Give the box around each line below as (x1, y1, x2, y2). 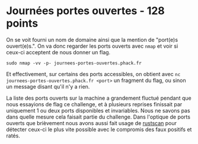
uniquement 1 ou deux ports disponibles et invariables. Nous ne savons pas (6, 107, 191, 114)
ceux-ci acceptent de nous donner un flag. (6, 48, 111, 55)
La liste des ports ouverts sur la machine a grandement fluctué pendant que (6, 94, 191, 102)
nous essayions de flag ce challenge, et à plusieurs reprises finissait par (6, 100, 183, 107)
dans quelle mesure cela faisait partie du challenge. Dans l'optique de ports (6, 113, 191, 120)
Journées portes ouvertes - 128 (6, 4, 165, 18)
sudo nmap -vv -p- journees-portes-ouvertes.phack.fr (6, 60, 142, 66)
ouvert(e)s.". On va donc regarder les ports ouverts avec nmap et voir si (6, 42, 178, 50)
